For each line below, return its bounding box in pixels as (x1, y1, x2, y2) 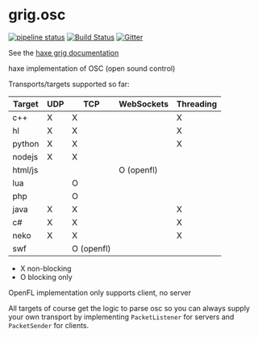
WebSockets (119, 98, 169, 110)
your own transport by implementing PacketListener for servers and (8, 312, 235, 322)
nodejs (12, 151, 39, 162)
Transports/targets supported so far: (8, 79, 131, 89)
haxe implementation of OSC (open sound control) (8, 63, 176, 73)
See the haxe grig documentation (8, 48, 119, 57)
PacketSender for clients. (8, 320, 89, 330)
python (12, 138, 40, 149)
